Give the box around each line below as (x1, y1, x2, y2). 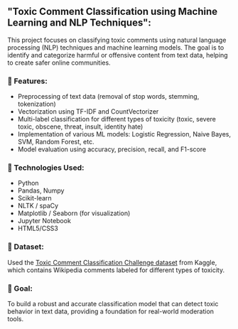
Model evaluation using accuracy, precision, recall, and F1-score (17, 145, 207, 153)
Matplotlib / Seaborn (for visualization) (17, 209, 131, 217)
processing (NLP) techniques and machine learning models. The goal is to (7, 43, 225, 52)
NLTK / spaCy (17, 202, 59, 210)
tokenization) (17, 99, 57, 109)
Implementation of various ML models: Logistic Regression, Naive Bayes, (17, 130, 231, 139)
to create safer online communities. (7, 58, 112, 67)
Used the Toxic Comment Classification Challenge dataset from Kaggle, (7, 258, 217, 266)
